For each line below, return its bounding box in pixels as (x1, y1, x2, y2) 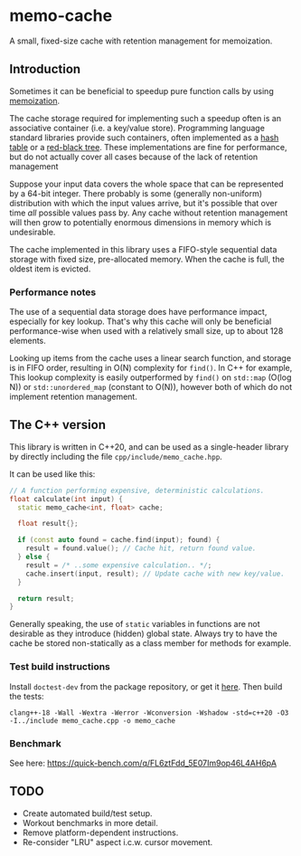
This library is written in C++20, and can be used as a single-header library (9, 441, 289, 452)
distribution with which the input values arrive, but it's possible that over (9, 197, 278, 208)
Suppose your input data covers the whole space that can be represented (9, 178, 284, 189)
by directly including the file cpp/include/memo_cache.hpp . (9, 451, 223, 461)
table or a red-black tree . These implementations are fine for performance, (9, 141, 287, 152)
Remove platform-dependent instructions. (22, 827, 179, 838)
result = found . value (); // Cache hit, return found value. (25, 544, 257, 553)
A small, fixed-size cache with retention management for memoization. (9, 35, 273, 46)
